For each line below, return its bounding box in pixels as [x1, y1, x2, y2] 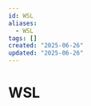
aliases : [8, 19, 38, 27]
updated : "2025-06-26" [8, 49, 84, 57]
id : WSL [8, 11, 34, 20]
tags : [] [8, 34, 38, 43]
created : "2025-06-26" [8, 42, 84, 50]
